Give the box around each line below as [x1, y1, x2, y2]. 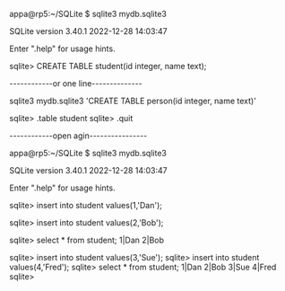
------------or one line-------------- [9, 78, 143, 89]
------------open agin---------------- [9, 130, 148, 141]
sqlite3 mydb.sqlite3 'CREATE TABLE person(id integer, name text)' [9, 95, 257, 106]
